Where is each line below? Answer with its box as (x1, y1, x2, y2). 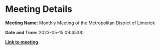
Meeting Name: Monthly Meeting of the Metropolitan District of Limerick (5, 20, 155, 26)
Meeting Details (5, 3, 73, 15)
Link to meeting (5, 39, 39, 45)
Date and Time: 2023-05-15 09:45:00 (5, 29, 84, 35)
